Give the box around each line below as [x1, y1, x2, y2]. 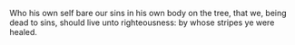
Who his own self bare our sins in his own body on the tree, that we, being [9, 8, 288, 18]
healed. [9, 27, 38, 37]
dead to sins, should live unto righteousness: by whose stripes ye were [9, 17, 275, 28]
